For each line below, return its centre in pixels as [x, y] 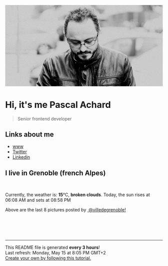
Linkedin [21, 157]
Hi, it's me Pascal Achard [58, 105]
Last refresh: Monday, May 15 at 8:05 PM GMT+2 [55, 253]
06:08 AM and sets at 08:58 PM [38, 200]
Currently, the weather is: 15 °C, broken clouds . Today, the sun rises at [77, 195]
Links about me [29, 134]
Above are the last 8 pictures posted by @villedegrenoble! [65, 210]
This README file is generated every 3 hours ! [52, 247]
